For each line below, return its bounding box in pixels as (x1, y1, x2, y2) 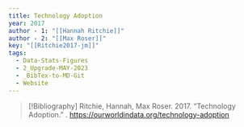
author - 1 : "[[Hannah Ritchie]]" (8, 27, 125, 35)
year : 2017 (8, 19, 45, 27)
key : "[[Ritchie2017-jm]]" (8, 42, 99, 50)
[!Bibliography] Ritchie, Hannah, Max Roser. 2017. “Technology (27, 101, 236, 111)
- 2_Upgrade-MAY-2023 (15, 64, 89, 72)
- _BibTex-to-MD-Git (15, 72, 85, 80)
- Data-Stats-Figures (15, 57, 89, 65)
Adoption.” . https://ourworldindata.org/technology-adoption (27, 109, 229, 119)
